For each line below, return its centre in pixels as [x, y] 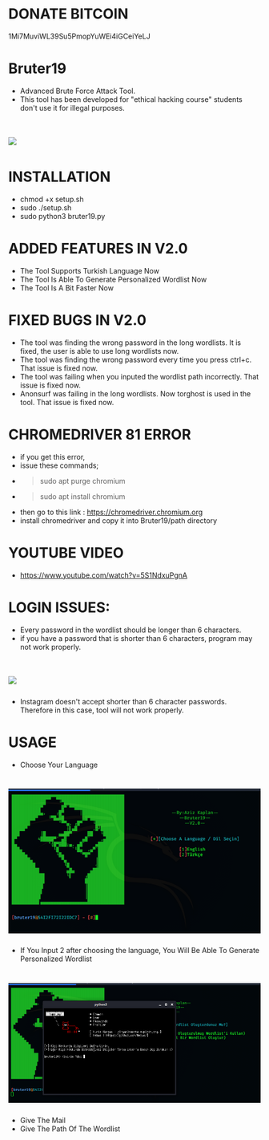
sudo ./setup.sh [46, 208]
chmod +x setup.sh [52, 199]
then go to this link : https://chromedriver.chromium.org [111, 512]
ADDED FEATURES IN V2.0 [98, 249]
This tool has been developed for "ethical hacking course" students [131, 99]
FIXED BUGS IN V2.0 [77, 320]
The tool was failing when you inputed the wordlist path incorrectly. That [139, 376]
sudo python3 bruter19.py [62, 216]
